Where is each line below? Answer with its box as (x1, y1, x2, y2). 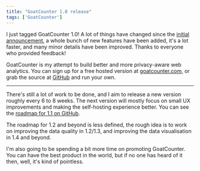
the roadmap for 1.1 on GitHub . (6, 109, 80, 116)
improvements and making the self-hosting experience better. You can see (6, 103, 189, 110)
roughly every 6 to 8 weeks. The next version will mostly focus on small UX (6, 97, 190, 104)
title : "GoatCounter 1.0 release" (6, 8, 92, 15)
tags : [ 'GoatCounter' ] (6, 14, 62, 20)
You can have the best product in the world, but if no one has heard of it (6, 151, 183, 159)
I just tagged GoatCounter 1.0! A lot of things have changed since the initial (6, 30, 189, 37)
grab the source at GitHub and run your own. (6, 74, 116, 81)
